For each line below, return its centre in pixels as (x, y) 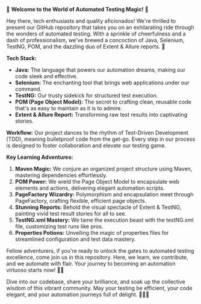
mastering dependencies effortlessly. (61, 175)
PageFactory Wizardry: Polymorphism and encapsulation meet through (104, 194)
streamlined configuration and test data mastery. (75, 239)
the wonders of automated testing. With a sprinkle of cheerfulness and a (96, 34)
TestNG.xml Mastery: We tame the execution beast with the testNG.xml (104, 220)
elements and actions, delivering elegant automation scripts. (90, 188)
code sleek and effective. (46, 76)
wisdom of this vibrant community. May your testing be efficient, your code (99, 288)
